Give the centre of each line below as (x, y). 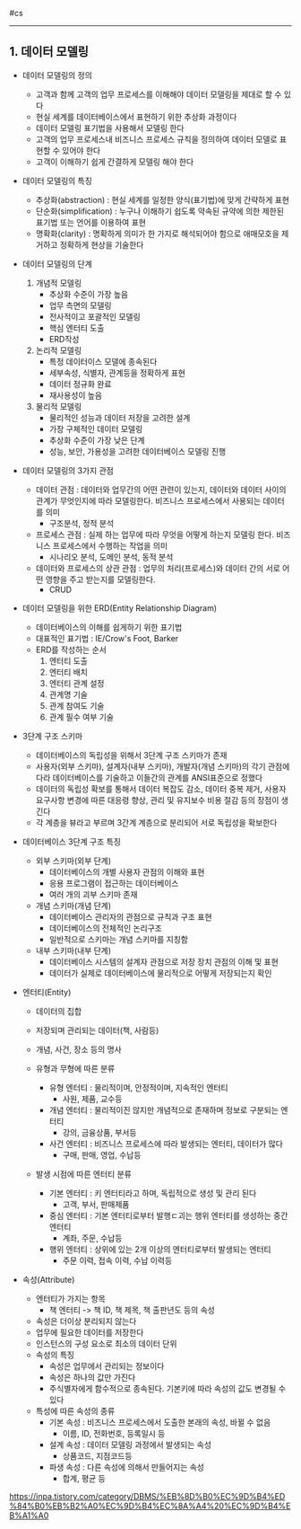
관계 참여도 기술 (77, 705)
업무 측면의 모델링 (80, 305)
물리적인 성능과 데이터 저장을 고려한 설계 (120, 418)
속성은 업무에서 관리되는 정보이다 (107, 1365)
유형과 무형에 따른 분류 (75, 1068)
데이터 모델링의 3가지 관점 (68, 470)
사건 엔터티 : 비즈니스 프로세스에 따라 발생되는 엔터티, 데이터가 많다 (166, 1144)
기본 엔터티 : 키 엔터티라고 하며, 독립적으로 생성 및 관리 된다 (153, 1193)
